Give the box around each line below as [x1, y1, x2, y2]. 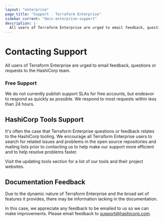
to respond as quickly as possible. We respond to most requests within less [5, 96, 157, 102]
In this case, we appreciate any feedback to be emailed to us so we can [5, 205, 149, 211]
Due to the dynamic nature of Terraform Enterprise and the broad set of [5, 191, 149, 197]
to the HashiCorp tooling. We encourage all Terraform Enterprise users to [5, 134, 152, 140]
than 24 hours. [5, 101, 35, 107]
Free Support [5, 80, 37, 86]
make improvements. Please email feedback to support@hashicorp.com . [5, 210, 151, 216]
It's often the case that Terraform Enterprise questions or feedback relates [5, 128, 155, 134]
